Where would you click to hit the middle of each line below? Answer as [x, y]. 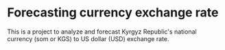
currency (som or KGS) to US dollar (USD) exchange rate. [88, 38]
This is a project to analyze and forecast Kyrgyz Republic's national [102, 32]
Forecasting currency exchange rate [113, 13]
